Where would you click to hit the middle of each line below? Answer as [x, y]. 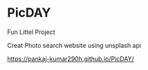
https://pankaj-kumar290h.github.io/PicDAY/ [71, 59]
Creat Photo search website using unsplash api [74, 45]
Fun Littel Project [31, 32]
